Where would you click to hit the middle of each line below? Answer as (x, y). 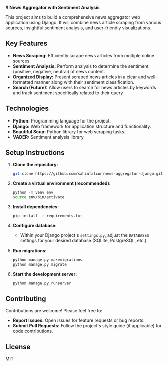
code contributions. (33, 331)
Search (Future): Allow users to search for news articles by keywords (84, 87)
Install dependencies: (36, 207)
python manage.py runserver (42, 283)
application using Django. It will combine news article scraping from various (83, 22)
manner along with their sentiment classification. (84, 82)
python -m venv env (33, 193)
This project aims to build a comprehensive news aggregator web (73, 17)
